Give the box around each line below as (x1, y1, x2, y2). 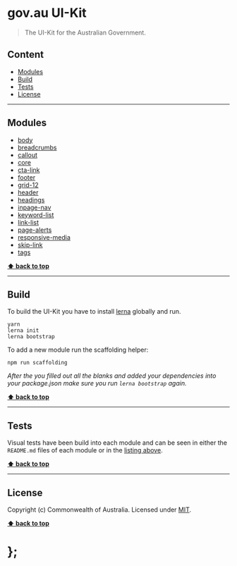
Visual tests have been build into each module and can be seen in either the (7, 438, 228, 447)
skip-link (17, 240, 44, 249)
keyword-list (17, 210, 54, 219)
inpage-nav (17, 203, 51, 211)
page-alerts (17, 226, 52, 234)
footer (17, 173, 36, 181)
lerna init (7, 327, 39, 334)
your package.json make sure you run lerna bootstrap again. (7, 379, 187, 388)
